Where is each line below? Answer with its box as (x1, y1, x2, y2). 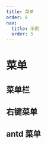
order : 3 (11, 31, 33, 37)
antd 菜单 (6, 129, 41, 139)
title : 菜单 (6, 8, 34, 15)
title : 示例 (11, 25, 40, 32)
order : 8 (6, 14, 28, 20)
